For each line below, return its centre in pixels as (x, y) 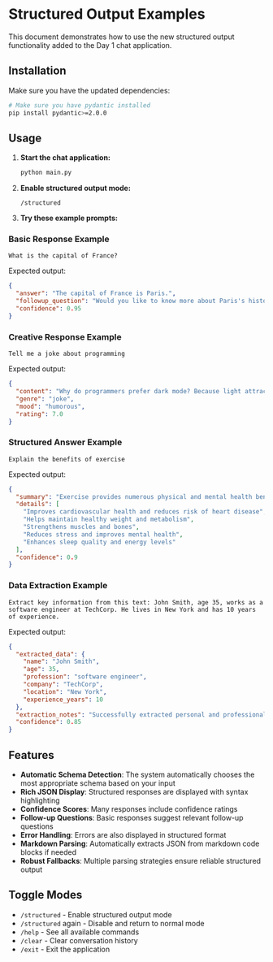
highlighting (40, 800)
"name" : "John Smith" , (61, 662)
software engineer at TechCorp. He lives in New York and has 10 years (132, 609)
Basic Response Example (59, 239)
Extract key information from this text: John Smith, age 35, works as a (136, 602)
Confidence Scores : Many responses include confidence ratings (129, 808)
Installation (37, 71)
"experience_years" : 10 (63, 700)
